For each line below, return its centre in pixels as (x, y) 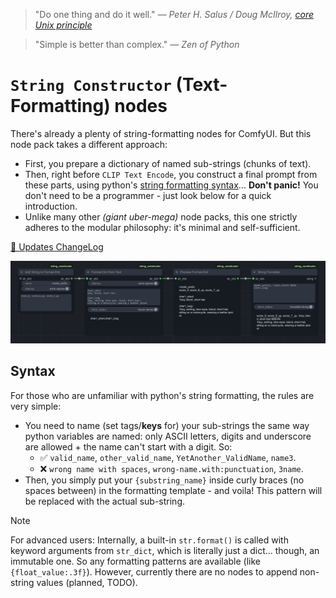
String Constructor (91, 86)
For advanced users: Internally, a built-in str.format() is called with (149, 540)
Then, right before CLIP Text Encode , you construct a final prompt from (171, 174)
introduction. (51, 206)
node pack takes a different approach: (89, 144)
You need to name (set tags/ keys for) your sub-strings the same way (167, 425)
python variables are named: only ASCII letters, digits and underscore (168, 436)
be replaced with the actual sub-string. (105, 501)
